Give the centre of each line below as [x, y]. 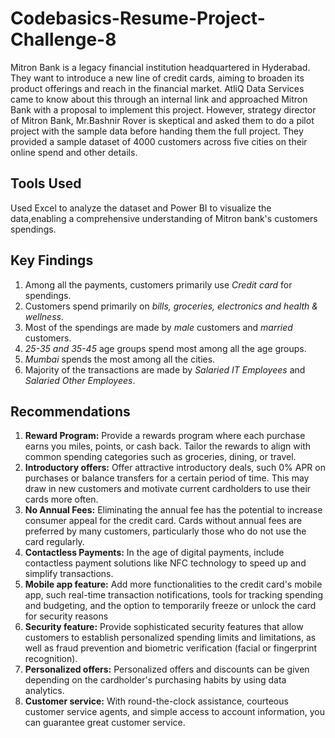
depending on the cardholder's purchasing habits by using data [155, 680]
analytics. [44, 691]
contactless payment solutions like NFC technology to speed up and [165, 563]
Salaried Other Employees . [80, 380]
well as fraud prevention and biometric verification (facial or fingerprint [171, 648]
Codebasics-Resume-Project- [138, 18]
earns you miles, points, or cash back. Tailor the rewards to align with [168, 446]
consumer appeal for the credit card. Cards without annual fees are [163, 521]
